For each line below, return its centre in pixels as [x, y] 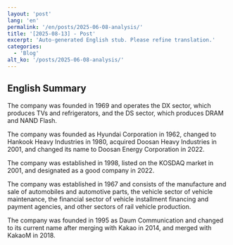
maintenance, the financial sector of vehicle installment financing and [108, 199]
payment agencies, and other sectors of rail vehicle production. [99, 206]
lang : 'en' [23, 20]
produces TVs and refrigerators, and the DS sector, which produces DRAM [115, 113]
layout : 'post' [30, 14]
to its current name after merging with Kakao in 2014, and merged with [109, 227]
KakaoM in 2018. [31, 235]
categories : [25, 47]
